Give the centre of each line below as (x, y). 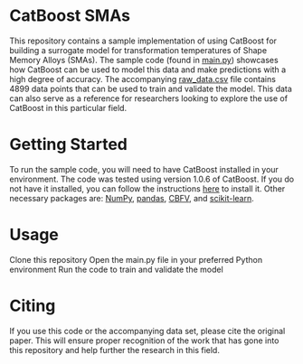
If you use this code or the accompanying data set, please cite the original (147, 331)
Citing (33, 306)
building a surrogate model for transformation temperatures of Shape (138, 50)
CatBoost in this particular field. (68, 107)
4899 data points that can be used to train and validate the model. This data (151, 89)
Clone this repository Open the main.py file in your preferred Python (136, 259)
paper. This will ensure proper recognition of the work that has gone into (144, 341)
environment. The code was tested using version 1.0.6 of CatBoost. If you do (152, 179)
